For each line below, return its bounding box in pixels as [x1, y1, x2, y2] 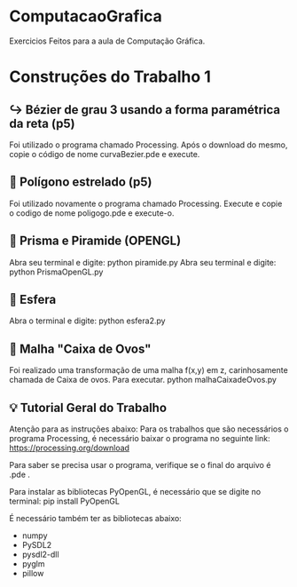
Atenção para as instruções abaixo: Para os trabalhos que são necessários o [9, 424, 289, 434]
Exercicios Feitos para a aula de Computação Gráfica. [9, 36, 206, 46]
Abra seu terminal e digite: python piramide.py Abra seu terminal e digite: [9, 257, 277, 267]
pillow [21, 568, 44, 578]
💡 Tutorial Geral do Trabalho [9, 400, 167, 415]
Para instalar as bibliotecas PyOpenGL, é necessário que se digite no [9, 487, 262, 496]
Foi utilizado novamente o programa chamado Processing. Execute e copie [9, 198, 283, 209]
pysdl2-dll [21, 549, 59, 559]
